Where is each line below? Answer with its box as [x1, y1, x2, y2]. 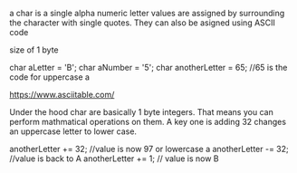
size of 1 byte [9, 44, 59, 55]
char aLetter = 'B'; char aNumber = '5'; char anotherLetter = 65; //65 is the [9, 62, 288, 72]
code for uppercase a [9, 72, 91, 82]
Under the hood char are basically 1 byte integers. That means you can [9, 107, 273, 117]
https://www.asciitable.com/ [9, 90, 115, 100]
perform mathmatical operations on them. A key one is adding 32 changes [9, 117, 287, 127]
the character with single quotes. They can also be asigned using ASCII [9, 17, 276, 28]
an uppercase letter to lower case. [9, 126, 138, 137]
